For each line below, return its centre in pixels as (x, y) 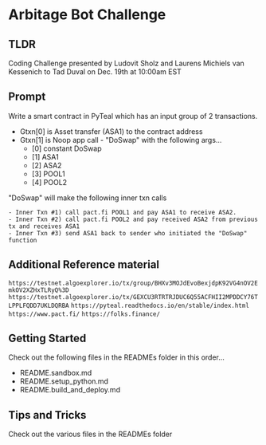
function (23, 240)
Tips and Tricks (47, 415)
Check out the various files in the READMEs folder (90, 434)
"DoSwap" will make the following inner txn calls (88, 198)
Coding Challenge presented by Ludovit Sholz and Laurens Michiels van (126, 63)
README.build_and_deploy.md (70, 390)
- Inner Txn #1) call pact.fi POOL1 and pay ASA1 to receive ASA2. (123, 212)
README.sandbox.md (56, 373)
